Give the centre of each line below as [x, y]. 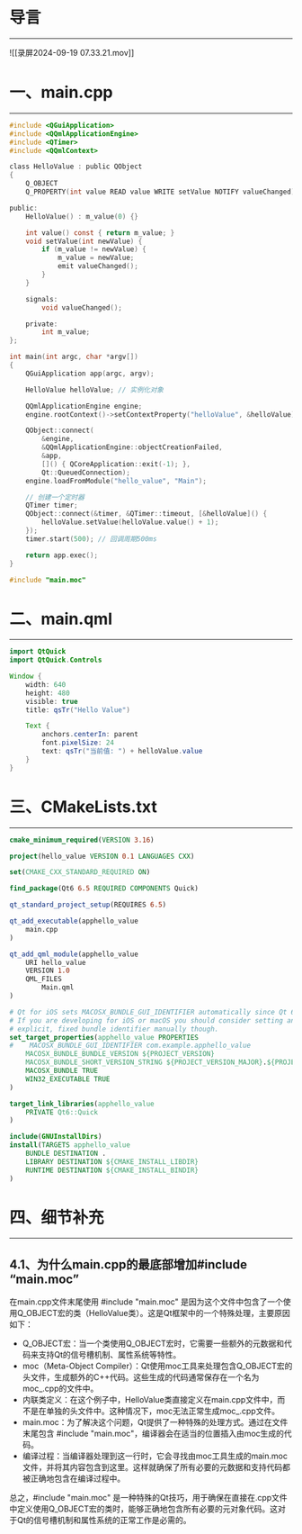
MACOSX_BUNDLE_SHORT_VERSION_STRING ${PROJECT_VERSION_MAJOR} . [147, 1062]
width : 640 [46, 684]
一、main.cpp [61, 92]
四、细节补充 [57, 1218]
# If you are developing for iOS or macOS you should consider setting [146, 1020]
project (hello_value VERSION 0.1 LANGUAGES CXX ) [102, 856]
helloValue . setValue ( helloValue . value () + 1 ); [130, 522]
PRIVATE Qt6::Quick [62, 1112]
